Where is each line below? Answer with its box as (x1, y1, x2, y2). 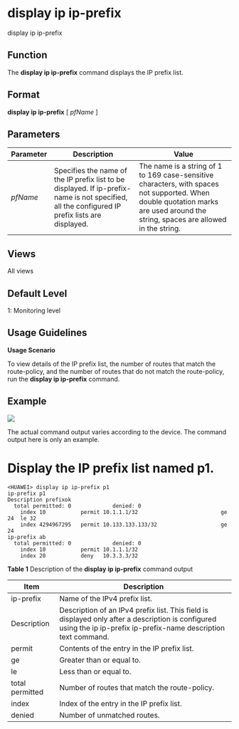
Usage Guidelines (7, 327, 87, 339)
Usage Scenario (7, 345, 55, 354)
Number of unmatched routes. (59, 710, 160, 720)
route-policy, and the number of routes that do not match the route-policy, (7, 367, 225, 375)
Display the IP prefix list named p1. (7, 460, 215, 476)
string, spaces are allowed (139, 215, 227, 225)
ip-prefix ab (7, 533, 46, 540)
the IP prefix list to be (53, 174, 125, 184)
